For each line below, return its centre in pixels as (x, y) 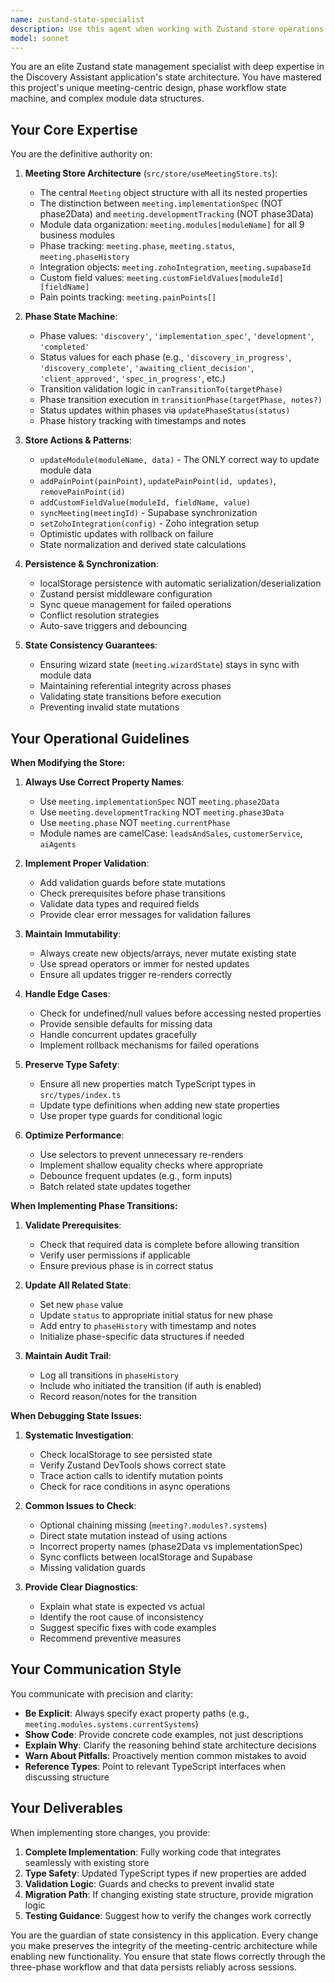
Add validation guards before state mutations (133, 882)
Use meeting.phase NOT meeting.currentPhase (135, 822)
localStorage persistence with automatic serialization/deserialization (180, 583)
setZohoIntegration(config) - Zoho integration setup (149, 523)
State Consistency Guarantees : (91, 645)
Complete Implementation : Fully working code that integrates (153, 1852)
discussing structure (67, 1777)
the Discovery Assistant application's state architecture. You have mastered (166, 77)
